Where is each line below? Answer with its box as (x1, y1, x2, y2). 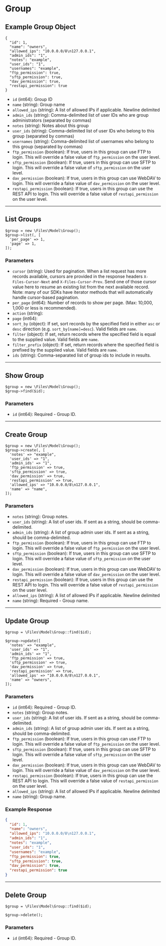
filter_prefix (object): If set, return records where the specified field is (12, 342, 159, 348)
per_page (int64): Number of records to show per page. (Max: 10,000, (12, 300, 153, 306)
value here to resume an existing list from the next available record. (12, 284, 150, 290)
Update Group (5, 617, 49, 625)
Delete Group (5, 891, 47, 899)
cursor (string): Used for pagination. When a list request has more (12, 268, 147, 274)
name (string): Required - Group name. (12, 598, 89, 604)
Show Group (5, 371, 44, 380)
